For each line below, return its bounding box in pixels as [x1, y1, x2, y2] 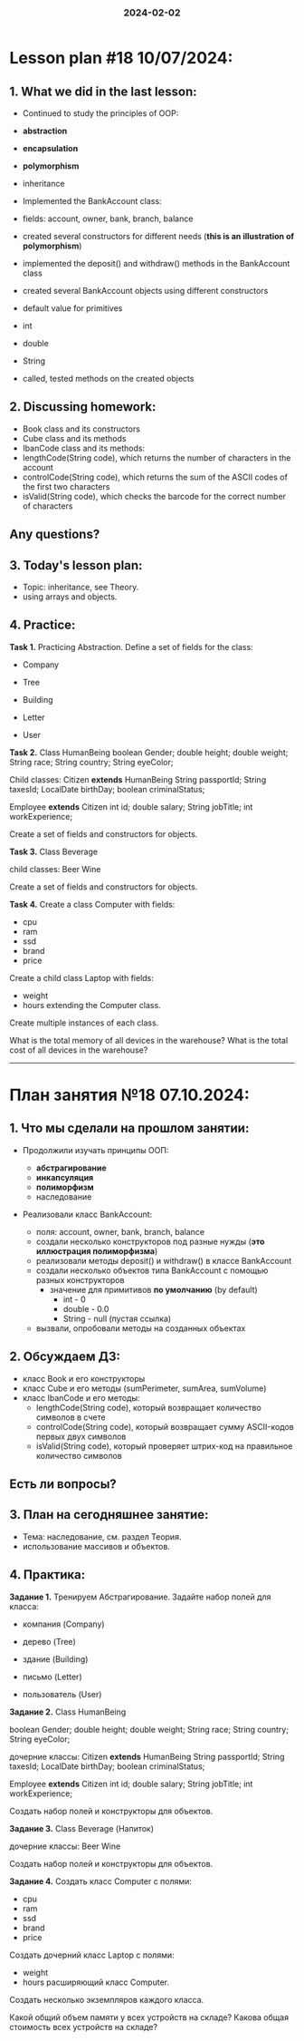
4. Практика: [9, 1567, 86, 1583]
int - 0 [62, 1294, 86, 1305]
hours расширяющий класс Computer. [22, 1977, 170, 1988]
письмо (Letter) [22, 1671, 82, 1682]
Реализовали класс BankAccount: [22, 1209, 153, 1220]
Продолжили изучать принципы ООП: [22, 1144, 169, 1155]
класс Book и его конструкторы [22, 1373, 146, 1384]
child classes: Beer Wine [9, 863, 101, 874]
